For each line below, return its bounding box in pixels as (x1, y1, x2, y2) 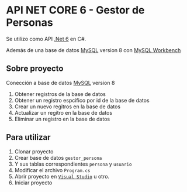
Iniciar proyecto (14, 179, 53, 186)
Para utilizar (6, 132, 51, 142)
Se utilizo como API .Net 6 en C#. (6, 35, 86, 42)
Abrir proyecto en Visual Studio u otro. (14, 173, 110, 180)
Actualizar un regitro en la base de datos (14, 109, 113, 116)
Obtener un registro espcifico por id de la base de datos (14, 97, 150, 104)
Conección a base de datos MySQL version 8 (6, 79, 115, 86)
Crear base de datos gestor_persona (14, 154, 102, 161)
